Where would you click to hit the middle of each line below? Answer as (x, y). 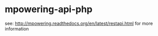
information (17, 28)
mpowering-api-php (49, 9)
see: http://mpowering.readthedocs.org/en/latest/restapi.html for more (79, 23)
